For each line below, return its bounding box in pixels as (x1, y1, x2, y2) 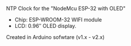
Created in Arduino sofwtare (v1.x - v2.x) (6, 34, 105, 40)
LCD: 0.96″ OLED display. (14, 23, 76, 29)
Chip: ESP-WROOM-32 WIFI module (14, 16, 102, 23)
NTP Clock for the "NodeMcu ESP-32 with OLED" (6, 5, 126, 12)
